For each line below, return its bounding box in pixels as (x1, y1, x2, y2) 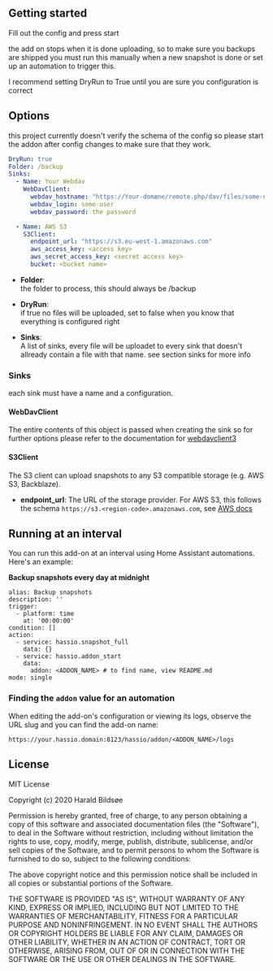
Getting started (8, 7, 88, 20)
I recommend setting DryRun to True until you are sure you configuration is (8, 76, 259, 86)
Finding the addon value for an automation (8, 692, 175, 704)
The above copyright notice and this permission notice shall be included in (8, 869, 258, 879)
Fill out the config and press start (8, 28, 119, 37)
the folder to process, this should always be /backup (19, 284, 197, 293)
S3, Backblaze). (8, 479, 61, 488)
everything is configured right (19, 316, 120, 326)
